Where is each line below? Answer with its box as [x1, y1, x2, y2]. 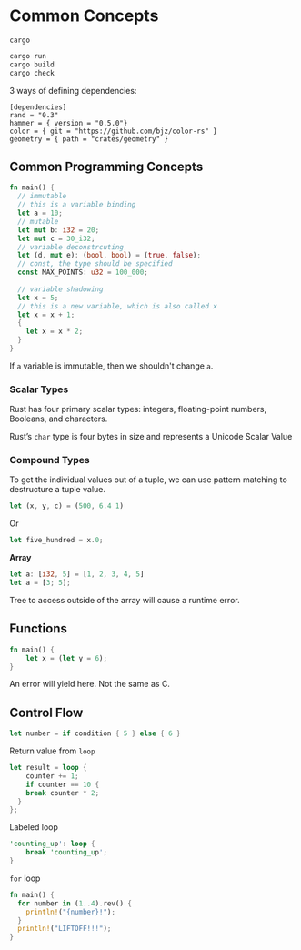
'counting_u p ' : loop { [9, 839, 95, 849]
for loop [9, 873, 41, 884]
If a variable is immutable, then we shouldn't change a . [9, 360, 214, 371]
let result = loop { [9, 763, 88, 773]
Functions [9, 621, 68, 637]
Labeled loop [9, 822, 59, 833]
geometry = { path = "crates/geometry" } [9, 134, 169, 144]
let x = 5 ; [17, 293, 59, 302]
